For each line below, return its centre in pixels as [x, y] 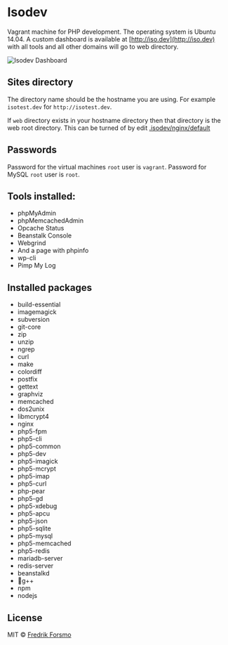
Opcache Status [41, 228]
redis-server [35, 566]
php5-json [32, 521]
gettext [28, 386]
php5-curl [32, 484]
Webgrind [32, 243]
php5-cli [29, 439]
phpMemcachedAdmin [51, 221]
